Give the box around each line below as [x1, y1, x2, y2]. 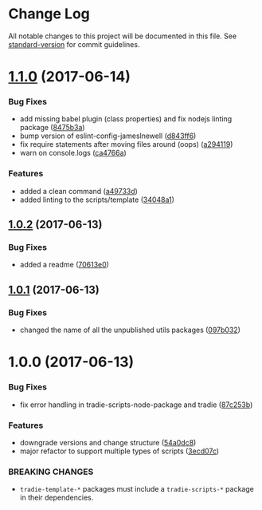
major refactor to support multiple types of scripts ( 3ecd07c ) [19, 446, 220, 456]
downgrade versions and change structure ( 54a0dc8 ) [19, 437, 197, 447]
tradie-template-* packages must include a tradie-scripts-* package [19, 484, 255, 494]
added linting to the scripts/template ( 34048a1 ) [19, 195, 175, 204]
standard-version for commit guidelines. [8, 39, 140, 49]
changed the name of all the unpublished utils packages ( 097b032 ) [19, 325, 241, 335]
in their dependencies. [19, 492, 94, 503]
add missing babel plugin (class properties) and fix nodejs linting [19, 114, 233, 124]
